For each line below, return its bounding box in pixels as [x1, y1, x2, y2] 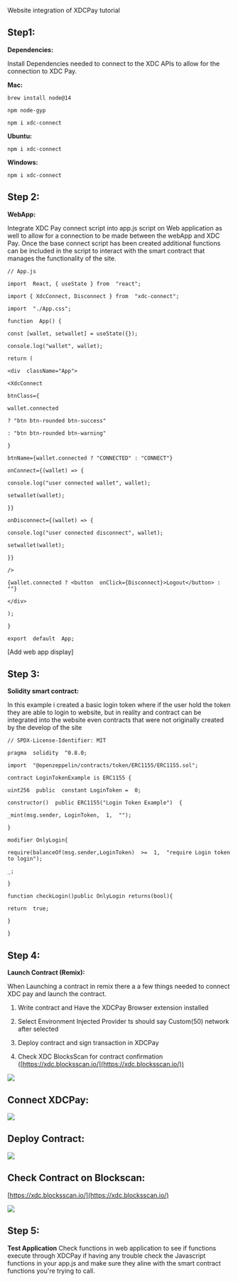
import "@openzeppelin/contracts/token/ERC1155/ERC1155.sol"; [7, 762, 199, 769]
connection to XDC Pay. [7, 67, 77, 75]
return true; [7, 905, 50, 913]
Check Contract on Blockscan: [7, 1172, 146, 1184]
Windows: [7, 158, 38, 166]
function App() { [7, 317, 62, 324]
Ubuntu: [7, 132, 33, 140]
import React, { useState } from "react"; [7, 280, 141, 287]
